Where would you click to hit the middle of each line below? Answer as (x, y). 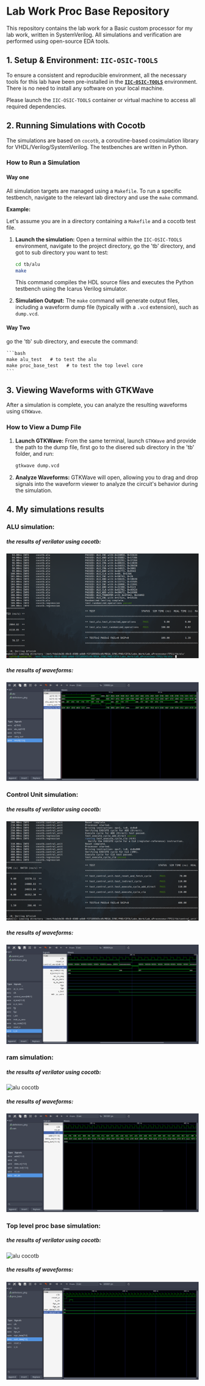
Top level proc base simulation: (53, 1225)
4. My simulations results (56, 509)
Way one (18, 177)
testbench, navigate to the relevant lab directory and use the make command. (103, 197)
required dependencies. (36, 106)
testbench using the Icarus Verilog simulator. (71, 289)
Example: (19, 209)
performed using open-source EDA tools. (58, 41)
